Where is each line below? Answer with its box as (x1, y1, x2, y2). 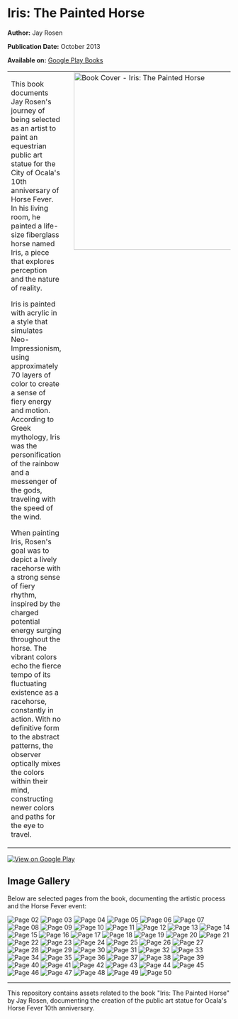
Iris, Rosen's (11, 536, 52, 546)
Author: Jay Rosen (7, 28, 63, 37)
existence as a (11, 687, 59, 697)
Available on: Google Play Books (7, 55, 103, 65)
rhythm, (11, 590, 37, 600)
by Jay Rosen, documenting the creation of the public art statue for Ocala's (7, 996, 227, 1005)
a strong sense (11, 572, 60, 582)
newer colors (11, 803, 55, 813)
